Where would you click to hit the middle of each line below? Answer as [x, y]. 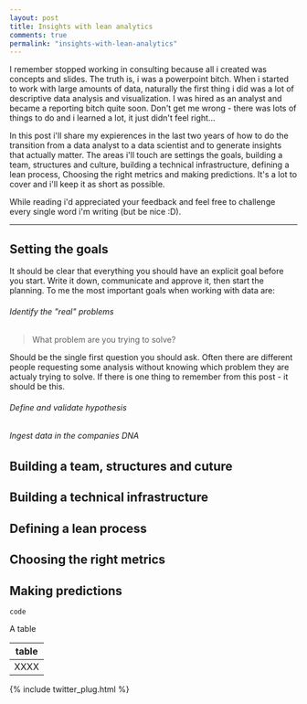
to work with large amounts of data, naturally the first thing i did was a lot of [152, 89]
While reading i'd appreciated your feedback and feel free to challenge [143, 202]
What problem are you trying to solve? [104, 340]
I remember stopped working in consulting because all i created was [138, 69]
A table [23, 629]
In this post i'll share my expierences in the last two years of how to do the [149, 136]
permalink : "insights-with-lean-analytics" [94, 43]
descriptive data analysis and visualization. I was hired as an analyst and [146, 99]
